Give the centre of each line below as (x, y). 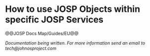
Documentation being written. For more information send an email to (75, 43)
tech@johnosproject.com (31, 48)
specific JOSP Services (54, 20)
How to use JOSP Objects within (73, 9)
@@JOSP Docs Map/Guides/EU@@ (42, 33)
